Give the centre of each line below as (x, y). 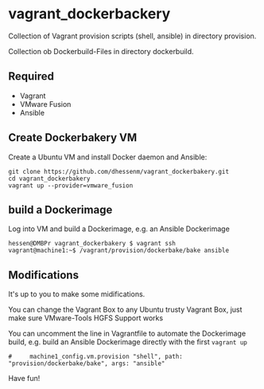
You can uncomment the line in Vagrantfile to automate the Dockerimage (127, 334)
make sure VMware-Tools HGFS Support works (86, 318)
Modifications (44, 275)
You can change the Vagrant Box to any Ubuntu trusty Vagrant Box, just (125, 310)
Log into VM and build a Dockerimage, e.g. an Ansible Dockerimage (119, 229)
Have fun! (24, 379)
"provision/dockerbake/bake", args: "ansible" (87, 363)
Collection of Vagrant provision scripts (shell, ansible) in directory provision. (132, 36)
